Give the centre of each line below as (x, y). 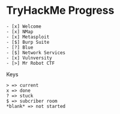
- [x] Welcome (24, 26)
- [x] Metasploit (28, 37)
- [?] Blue (20, 47)
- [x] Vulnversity (29, 58)
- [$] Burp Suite (28, 42)
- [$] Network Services (36, 52)
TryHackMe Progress (60, 10)
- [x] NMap (20, 31)
